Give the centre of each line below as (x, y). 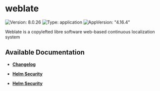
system (13, 37)
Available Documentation (45, 52)
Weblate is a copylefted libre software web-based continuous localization (80, 31)
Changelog (24, 64)
